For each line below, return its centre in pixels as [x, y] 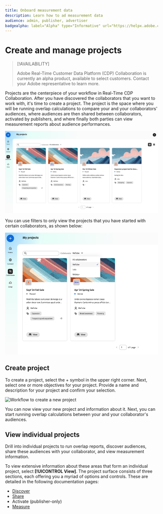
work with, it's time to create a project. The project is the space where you [79, 104]
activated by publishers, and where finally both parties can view [69, 119]
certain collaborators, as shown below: [44, 226]
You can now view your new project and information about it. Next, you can [80, 409]
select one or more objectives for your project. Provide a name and [72, 385]
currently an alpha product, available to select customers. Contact [83, 78]
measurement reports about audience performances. [58, 124]
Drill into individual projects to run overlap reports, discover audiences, [76, 446]
